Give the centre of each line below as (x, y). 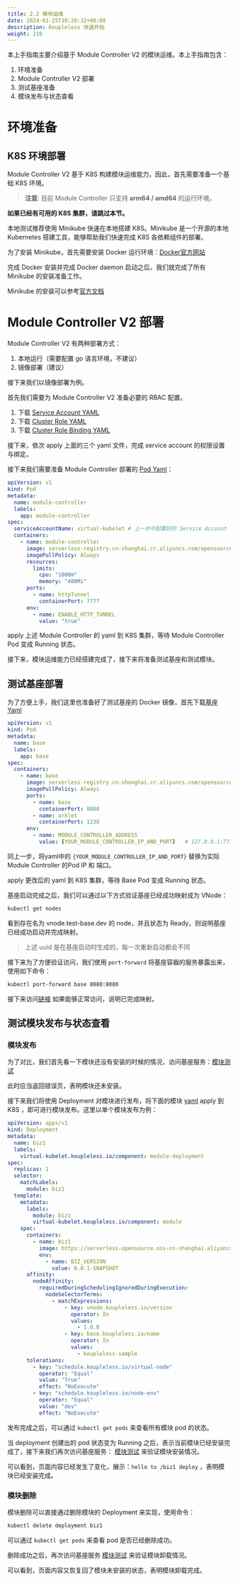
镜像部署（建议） (42, 367)
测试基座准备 (36, 88)
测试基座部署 (35, 683)
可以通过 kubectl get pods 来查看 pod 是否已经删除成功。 (91, 1540)
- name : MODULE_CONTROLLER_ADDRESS (85, 835)
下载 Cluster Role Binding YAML (64, 430)
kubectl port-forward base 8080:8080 (63, 984)
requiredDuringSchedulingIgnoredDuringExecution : (114, 1288)
